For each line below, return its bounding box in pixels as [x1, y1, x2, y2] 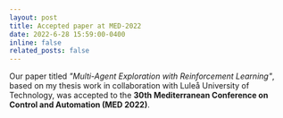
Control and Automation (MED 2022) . [9, 99, 150, 110]
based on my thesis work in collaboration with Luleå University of [9, 80, 250, 91]
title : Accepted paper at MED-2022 [9, 21, 142, 30]
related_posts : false [9, 46, 90, 55]
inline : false [9, 38, 62, 47]
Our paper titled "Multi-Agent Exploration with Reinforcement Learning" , [9, 71, 275, 81]
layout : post [9, 13, 58, 22]
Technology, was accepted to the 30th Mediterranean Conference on [9, 90, 269, 101]
